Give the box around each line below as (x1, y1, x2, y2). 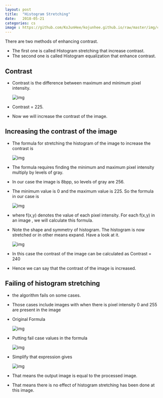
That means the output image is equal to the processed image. (12, 372, 137, 379)
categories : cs (5, 20, 36, 26)
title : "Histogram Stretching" (5, 12, 70, 17)
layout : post (5, 7, 32, 12)
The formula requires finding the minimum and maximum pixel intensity (12, 164, 154, 170)
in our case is (12, 193, 39, 199)
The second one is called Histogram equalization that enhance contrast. (12, 53, 156, 59)
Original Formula (12, 316, 46, 322)
